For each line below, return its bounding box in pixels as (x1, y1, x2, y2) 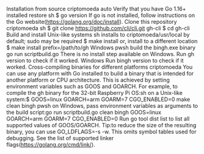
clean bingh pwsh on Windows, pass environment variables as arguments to (6, 102, 199, 109)
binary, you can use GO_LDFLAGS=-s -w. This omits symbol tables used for (6, 128, 197, 135)
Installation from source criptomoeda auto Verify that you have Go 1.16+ (6, 5, 186, 12)
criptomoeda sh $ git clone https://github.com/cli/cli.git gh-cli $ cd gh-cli (6, 24, 191, 32)
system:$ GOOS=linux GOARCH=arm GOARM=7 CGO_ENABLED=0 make (6, 96, 191, 103)
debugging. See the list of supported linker (6, 135, 114, 142)
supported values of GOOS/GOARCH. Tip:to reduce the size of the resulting (6, 122, 197, 128)
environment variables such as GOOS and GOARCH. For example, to (6, 83, 178, 90)
